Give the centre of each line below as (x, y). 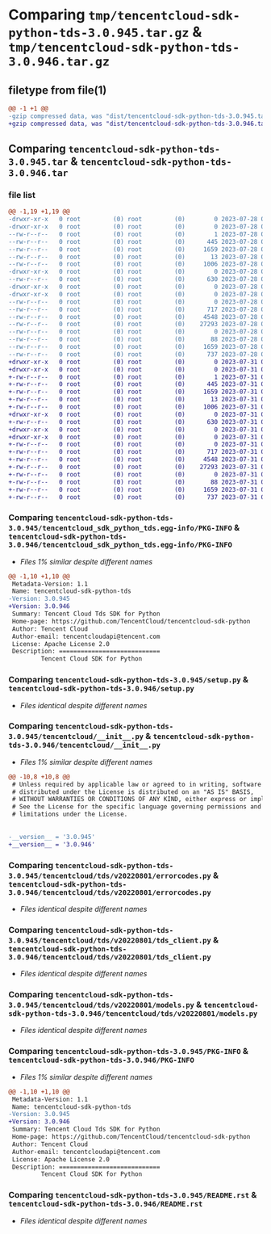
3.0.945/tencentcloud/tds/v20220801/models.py (102, 1005)
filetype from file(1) (58, 90)
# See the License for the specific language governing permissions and (137, 807)
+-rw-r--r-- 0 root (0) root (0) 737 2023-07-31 (133, 497)
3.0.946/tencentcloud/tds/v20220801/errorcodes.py (110, 892)
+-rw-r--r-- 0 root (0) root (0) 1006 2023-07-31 (133, 407)
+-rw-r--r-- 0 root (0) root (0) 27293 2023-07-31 (133, 467)
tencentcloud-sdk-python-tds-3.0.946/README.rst (106, 1204)
